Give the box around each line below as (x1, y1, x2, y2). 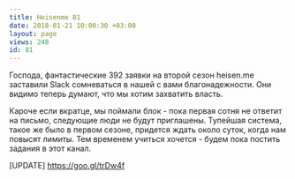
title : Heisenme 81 (9, 12, 81, 22)
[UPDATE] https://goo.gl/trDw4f (9, 160, 125, 171)
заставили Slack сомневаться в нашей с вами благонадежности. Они (9, 79, 272, 90)
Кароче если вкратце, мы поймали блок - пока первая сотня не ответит (9, 106, 283, 116)
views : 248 (9, 37, 49, 47)
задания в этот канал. (9, 143, 92, 154)
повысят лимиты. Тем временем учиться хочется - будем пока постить (9, 134, 281, 145)
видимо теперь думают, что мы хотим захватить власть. (9, 89, 223, 100)
